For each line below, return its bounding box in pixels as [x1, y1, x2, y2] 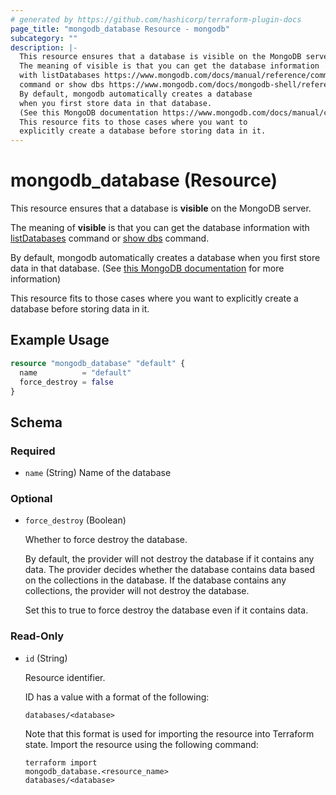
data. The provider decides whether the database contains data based [24, 564, 316, 576]
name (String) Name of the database [24, 467, 172, 479]
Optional [10, 491, 53, 505]
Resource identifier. [24, 671, 106, 683]
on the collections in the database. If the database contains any [24, 574, 287, 586]
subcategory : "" [10, 33, 78, 43]
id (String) [24, 652, 68, 664]
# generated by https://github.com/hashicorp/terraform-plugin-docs [10, 14, 302, 25]
